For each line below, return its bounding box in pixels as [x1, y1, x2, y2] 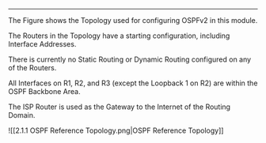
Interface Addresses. [8, 40, 77, 48]
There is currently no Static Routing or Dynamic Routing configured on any [8, 55, 252, 64]
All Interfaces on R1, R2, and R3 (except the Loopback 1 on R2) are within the [8, 78, 258, 88]
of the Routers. [8, 63, 57, 72]
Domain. [8, 111, 36, 119]
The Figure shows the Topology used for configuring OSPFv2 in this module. [8, 16, 258, 24]
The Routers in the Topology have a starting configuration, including [8, 31, 230, 40]
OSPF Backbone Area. [8, 87, 81, 96]
